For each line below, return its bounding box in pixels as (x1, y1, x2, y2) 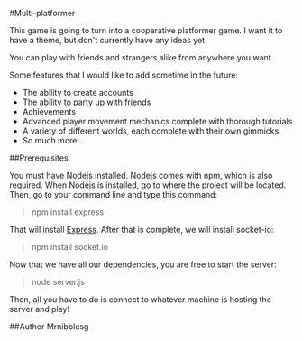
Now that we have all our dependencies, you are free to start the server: (9, 259, 277, 270)
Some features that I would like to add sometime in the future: (9, 69, 239, 80)
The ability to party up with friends (22, 97, 151, 107)
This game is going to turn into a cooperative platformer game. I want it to (9, 25, 283, 35)
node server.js (31, 277, 86, 287)
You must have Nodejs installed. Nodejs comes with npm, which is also (9, 170, 273, 180)
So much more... (22, 135, 84, 145)
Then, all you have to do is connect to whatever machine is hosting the (9, 294, 272, 305)
